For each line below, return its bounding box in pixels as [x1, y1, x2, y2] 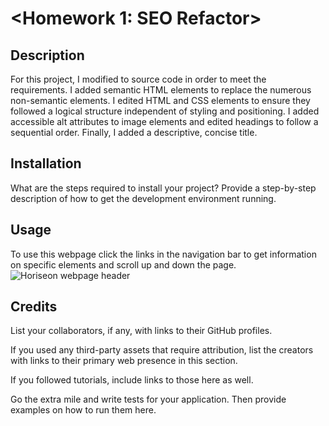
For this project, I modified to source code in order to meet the [10, 73, 267, 85]
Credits [10, 298, 58, 316]
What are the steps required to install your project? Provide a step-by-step [10, 182, 317, 194]
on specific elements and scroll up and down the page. [10, 258, 237, 271]
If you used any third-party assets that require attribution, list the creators [10, 344, 314, 356]
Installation [10, 155, 82, 172]
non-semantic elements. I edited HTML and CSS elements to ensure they [10, 95, 311, 106]
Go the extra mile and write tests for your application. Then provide [10, 393, 287, 406]
